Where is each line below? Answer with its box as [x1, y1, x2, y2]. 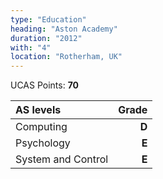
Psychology [15, 136, 71, 150]
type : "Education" [10, 14, 87, 25]
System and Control [15, 152, 109, 166]
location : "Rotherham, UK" [10, 52, 123, 62]
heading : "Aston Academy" [10, 24, 118, 34]
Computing [15, 120, 68, 134]
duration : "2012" [10, 33, 83, 43]
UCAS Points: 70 [10, 79, 80, 91]
